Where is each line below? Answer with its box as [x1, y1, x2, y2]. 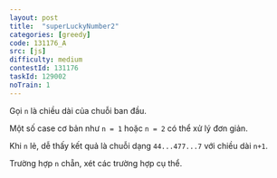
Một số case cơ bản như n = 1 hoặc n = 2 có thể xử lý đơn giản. [9, 123, 249, 134]
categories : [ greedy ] [9, 30, 91, 39]
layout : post [9, 13, 59, 23]
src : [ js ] [9, 47, 47, 56]
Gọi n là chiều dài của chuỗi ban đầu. [9, 105, 148, 116]
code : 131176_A [9, 38, 67, 48]
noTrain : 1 [9, 80, 51, 89]
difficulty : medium [9, 55, 83, 64]
